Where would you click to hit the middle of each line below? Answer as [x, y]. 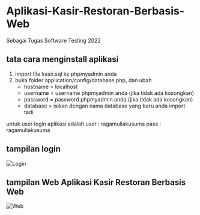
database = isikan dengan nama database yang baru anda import [105, 106]
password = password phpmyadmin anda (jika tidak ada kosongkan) [108, 99]
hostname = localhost [51, 86]
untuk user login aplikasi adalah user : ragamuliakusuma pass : [84, 124]
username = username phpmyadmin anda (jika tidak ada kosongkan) [109, 93]
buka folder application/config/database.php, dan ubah [83, 80]
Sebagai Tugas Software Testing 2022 [53, 40]
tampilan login [34, 149]
